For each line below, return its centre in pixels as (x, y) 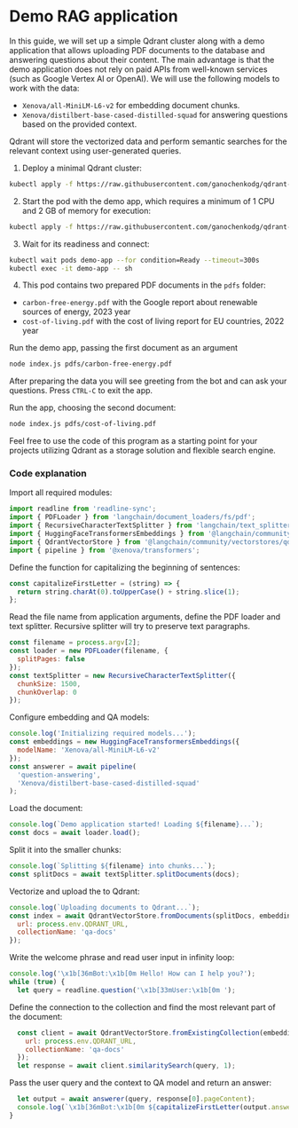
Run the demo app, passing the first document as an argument (123, 348)
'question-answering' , (59, 775)
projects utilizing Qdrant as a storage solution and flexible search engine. (143, 451)
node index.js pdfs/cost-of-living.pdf (83, 424)
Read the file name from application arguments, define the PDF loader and (145, 617)
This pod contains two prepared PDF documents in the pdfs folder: (144, 285)
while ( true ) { (37, 982)
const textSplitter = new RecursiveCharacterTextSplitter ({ (123, 675)
